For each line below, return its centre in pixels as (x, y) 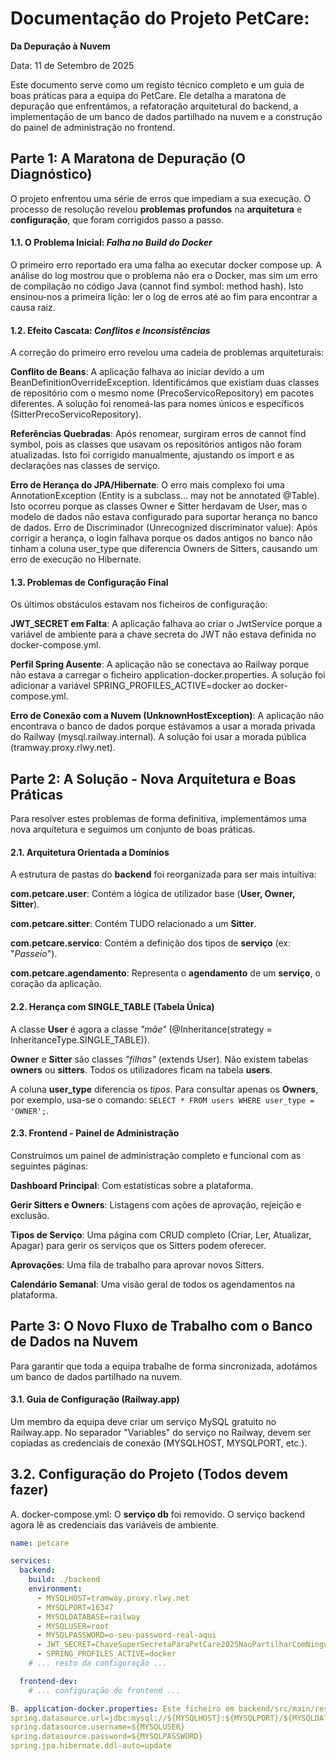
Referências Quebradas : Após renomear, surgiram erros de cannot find (158, 434)
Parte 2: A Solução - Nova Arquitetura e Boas (153, 778)
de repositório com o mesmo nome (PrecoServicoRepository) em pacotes (162, 393)
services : (31, 1561)
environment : (55, 1589)
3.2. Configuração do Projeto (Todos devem (149, 1474)
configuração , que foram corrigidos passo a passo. (117, 219)
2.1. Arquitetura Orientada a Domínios (90, 852)
